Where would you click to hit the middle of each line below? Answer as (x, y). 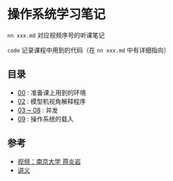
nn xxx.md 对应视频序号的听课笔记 (56, 35)
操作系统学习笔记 (57, 14)
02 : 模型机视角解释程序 (51, 101)
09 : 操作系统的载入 (46, 119)
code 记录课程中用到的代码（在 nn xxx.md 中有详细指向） (89, 50)
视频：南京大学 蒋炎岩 (49, 161)
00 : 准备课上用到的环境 (51, 93)
